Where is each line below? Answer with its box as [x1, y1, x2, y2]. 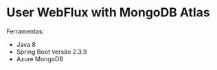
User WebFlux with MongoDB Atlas [6, 5, 210, 20]
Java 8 [16, 40, 36, 48]
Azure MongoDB [16, 54, 64, 63]
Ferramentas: [6, 27, 45, 35]
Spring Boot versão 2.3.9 [16, 48, 87, 56]
